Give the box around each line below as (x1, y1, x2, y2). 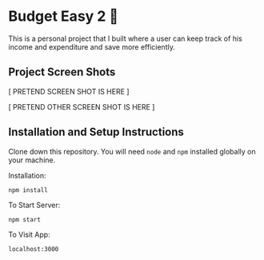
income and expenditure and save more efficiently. (8, 42, 176, 51)
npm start (8, 215, 42, 223)
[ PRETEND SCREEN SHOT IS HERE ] (8, 86, 130, 96)
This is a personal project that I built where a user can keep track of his (8, 34, 242, 43)
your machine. (8, 155, 56, 165)
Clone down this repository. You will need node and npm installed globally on (8, 146, 256, 156)
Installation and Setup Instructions (8, 126, 184, 139)
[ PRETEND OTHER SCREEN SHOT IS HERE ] (8, 102, 155, 111)
